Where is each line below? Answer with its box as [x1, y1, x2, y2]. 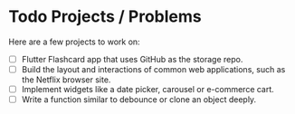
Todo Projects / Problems [8, 6, 202, 27]
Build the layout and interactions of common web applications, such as [21, 64, 286, 74]
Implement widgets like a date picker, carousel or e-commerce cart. [21, 84, 275, 95]
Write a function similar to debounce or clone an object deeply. [21, 94, 257, 105]
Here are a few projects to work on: [8, 36, 141, 47]
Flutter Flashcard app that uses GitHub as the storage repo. [21, 53, 243, 64]
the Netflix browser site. [21, 74, 111, 85]
